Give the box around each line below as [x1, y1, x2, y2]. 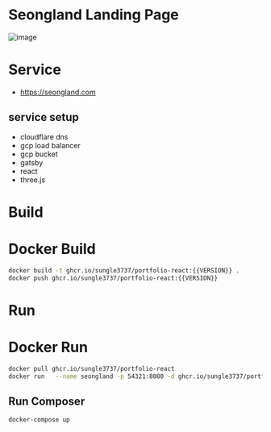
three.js [19, 175, 46, 185]
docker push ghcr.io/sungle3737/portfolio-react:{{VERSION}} [8, 274, 219, 282]
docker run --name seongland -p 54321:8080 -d [8, 372, 175, 380]
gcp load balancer [19, 140, 81, 150]
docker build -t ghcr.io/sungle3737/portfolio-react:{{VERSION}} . [8, 266, 240, 275]
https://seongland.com [19, 87, 96, 97]
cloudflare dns [19, 131, 69, 142]
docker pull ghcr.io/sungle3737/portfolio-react [8, 364, 175, 372]
